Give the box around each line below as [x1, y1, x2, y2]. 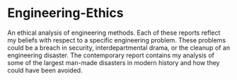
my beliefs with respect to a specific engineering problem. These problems [7, 35, 226, 44]
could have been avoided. [7, 66, 83, 74]
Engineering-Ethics [7, 5, 124, 21]
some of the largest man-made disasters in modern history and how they [7, 58, 220, 67]
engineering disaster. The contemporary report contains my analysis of [7, 51, 214, 59]
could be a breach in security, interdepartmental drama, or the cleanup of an [7, 43, 231, 52]
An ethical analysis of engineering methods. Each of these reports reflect [7, 28, 221, 37]
